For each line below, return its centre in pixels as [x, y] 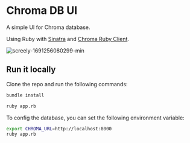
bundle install [25, 95]
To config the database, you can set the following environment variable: [96, 118]
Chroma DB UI [42, 11]
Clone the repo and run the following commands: [67, 84]
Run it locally [31, 70]
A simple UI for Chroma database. [48, 27]
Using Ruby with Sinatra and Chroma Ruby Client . [68, 39]
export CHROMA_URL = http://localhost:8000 [59, 129]
